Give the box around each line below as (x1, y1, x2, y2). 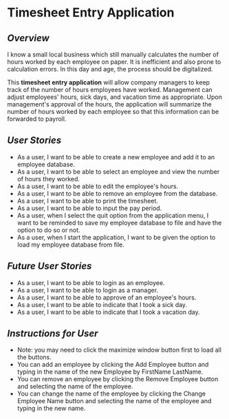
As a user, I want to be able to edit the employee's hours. (17, 182, 179, 190)
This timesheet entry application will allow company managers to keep (7, 78, 210, 87)
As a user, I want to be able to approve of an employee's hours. (17, 293, 197, 302)
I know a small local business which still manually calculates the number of (7, 50, 219, 58)
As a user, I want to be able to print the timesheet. (17, 196, 158, 205)
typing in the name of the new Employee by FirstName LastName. (17, 367, 204, 376)
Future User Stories (7, 260, 92, 272)
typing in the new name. (17, 404, 86, 413)
